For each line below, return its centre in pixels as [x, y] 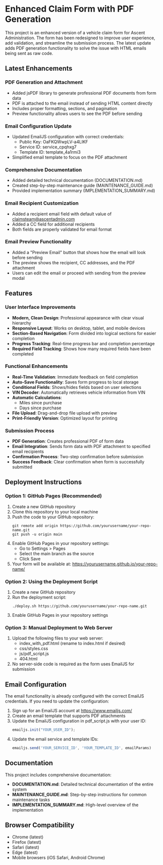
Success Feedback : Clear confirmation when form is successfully [78, 462]
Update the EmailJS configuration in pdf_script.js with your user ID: [79, 721]
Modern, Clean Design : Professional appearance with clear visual [78, 318]
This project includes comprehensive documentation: [58, 775]
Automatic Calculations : [37, 397]
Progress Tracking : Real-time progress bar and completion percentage [83, 343]
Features [19, 294]
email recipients [28, 451]
